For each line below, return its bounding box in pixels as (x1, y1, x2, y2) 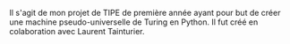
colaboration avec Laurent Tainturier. (9, 26, 145, 36)
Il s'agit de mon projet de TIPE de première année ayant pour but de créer (9, 8, 281, 18)
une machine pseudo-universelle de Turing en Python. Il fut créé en (9, 17, 259, 27)
